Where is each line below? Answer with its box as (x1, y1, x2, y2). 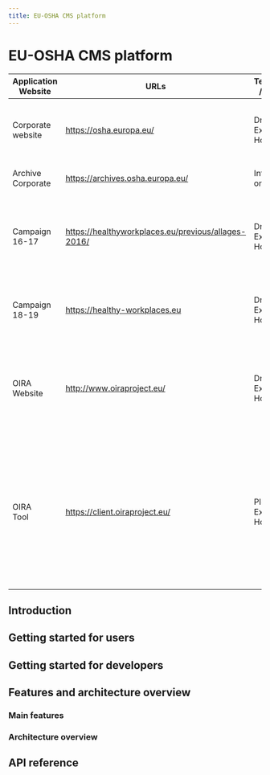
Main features (8, 710, 64, 721)
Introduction (8, 604, 72, 617)
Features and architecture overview (8, 686, 191, 699)
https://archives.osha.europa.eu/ (65, 172, 189, 183)
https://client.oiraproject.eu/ (65, 506, 171, 517)
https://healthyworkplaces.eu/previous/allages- (65, 226, 247, 237)
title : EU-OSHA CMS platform (8, 11, 106, 20)
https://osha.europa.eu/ (65, 124, 154, 135)
